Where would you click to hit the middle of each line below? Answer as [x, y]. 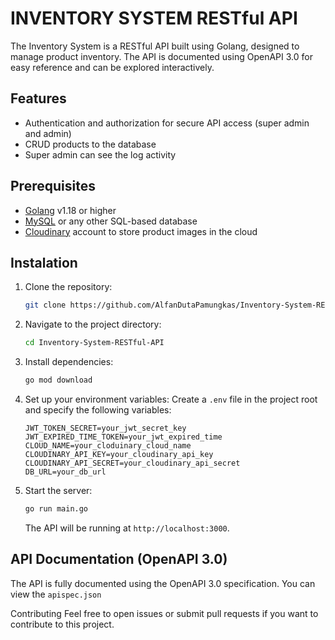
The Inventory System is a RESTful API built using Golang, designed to [155, 46]
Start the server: [58, 490]
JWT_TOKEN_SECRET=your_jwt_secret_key [105, 428]
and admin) [48, 133]
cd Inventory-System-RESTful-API [94, 343]
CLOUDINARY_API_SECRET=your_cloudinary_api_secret [132, 463]
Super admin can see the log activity [100, 154]
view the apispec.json [56, 594]
